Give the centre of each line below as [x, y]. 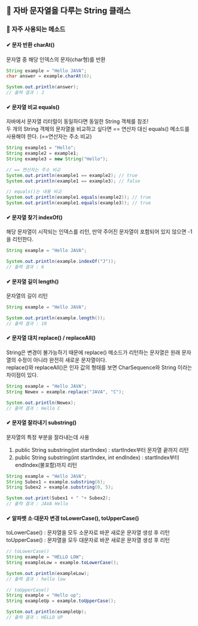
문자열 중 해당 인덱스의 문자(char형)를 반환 [56, 59]
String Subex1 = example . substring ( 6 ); [56, 482]
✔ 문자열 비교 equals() [33, 107]
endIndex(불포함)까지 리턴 [46, 465]
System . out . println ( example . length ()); [56, 318]
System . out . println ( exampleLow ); [48, 573]
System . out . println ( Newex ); [41, 403]
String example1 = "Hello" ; [41, 148]
